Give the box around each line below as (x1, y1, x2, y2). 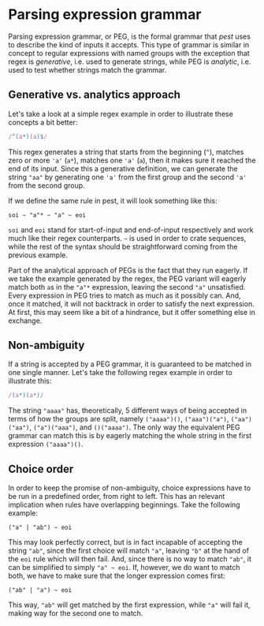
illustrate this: (8, 377, 52, 386)
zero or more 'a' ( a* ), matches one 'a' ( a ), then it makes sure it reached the (8, 156, 256, 165)
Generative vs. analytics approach (8, 88, 181, 102)
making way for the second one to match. (8, 609, 143, 618)
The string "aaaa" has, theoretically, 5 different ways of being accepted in (8, 406, 247, 415)
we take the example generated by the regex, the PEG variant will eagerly (8, 274, 247, 283)
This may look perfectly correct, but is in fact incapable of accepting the (8, 538, 243, 547)
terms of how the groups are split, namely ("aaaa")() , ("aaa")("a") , (8, 414, 229, 424)
